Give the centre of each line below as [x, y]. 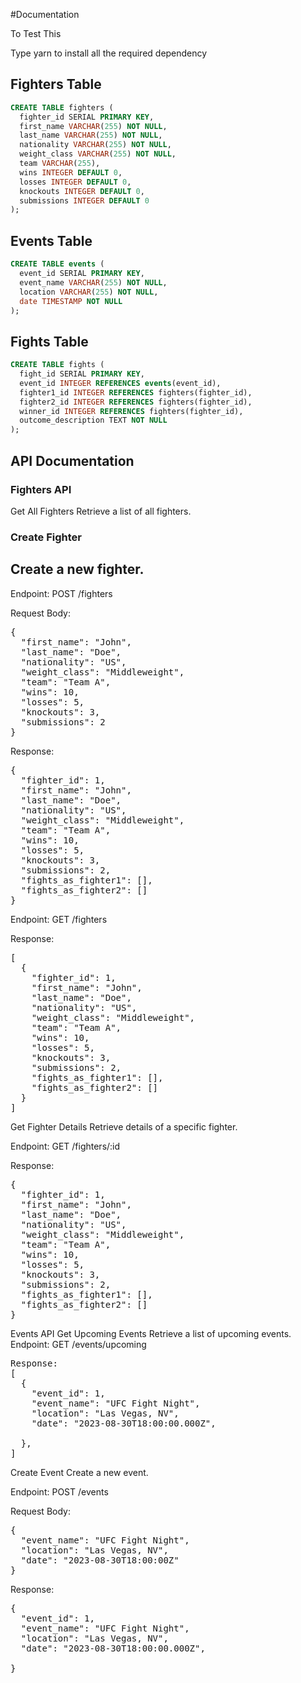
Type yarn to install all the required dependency [109, 53]
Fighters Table [56, 84]
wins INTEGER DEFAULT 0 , [71, 172]
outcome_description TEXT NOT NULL [93, 420]
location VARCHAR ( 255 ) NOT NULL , [89, 292]
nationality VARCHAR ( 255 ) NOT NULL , [95, 145]
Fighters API [41, 489]
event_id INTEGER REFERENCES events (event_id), [120, 383]
